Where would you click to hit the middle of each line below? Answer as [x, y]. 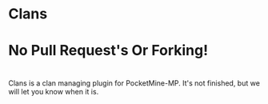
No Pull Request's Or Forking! [108, 51]
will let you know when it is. [54, 91]
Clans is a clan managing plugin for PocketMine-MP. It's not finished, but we [134, 83]
